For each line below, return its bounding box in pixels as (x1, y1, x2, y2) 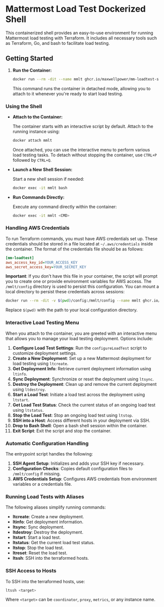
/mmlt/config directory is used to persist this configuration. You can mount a (5, 284, 159, 289)
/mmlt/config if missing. (12, 471, 61, 476)
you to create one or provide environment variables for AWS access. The (5, 279, 152, 285)
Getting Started (5, 55, 54, 63)
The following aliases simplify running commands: (5, 504, 106, 510)
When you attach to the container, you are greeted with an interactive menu (5, 330, 157, 336)
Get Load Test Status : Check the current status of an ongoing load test (12, 402, 156, 408)
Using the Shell (5, 103, 42, 110)
